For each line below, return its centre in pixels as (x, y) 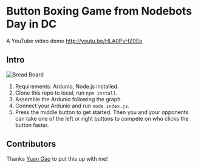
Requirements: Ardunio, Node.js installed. (67, 86)
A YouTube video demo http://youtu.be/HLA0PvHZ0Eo (74, 41)
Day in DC (32, 24)
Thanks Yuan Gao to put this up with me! (57, 158)
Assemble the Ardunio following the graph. (69, 99)
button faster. (32, 125)
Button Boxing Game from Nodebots (99, 11)
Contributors (31, 144)
